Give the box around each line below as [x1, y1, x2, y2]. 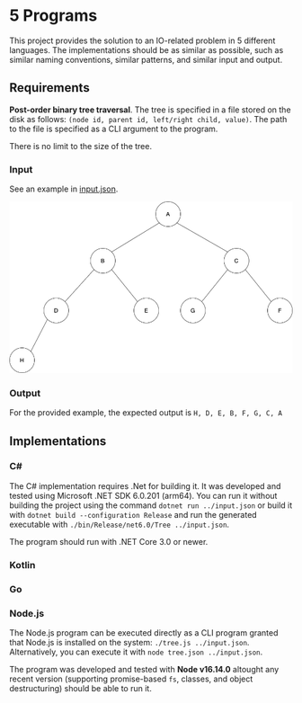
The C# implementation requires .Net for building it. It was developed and [9, 480, 281, 491]
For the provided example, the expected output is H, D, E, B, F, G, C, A [9, 407, 283, 418]
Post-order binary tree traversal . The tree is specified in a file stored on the [9, 104, 291, 115]
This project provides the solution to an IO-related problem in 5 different [9, 35, 276, 46]
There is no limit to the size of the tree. [9, 140, 153, 151]
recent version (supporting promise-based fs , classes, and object [9, 673, 253, 684]
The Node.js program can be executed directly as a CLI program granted [9, 627, 279, 638]
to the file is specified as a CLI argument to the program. [9, 123, 218, 134]
